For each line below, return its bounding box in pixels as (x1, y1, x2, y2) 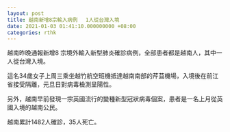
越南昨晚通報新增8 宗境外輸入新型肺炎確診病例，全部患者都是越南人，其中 (7, 49, 217, 57)
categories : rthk (7, 29, 57, 36)
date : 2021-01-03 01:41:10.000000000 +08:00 (7, 23, 136, 29)
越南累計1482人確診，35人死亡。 (7, 118, 101, 127)
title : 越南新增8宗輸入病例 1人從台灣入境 (7, 16, 120, 23)
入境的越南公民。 (12, 103, 62, 111)
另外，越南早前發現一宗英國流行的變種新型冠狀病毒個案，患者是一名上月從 (7, 95, 217, 103)
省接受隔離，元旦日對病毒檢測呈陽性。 (7, 80, 115, 89)
